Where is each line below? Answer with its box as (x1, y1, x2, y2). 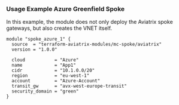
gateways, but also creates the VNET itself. (6, 24, 113, 32)
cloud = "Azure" (11, 57, 79, 63)
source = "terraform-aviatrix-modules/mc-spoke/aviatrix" (11, 41, 162, 48)
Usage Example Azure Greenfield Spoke (6, 5, 125, 13)
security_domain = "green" (11, 88, 79, 94)
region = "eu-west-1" (11, 73, 90, 79)
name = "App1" (11, 62, 77, 69)
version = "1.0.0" (11, 47, 58, 52)
